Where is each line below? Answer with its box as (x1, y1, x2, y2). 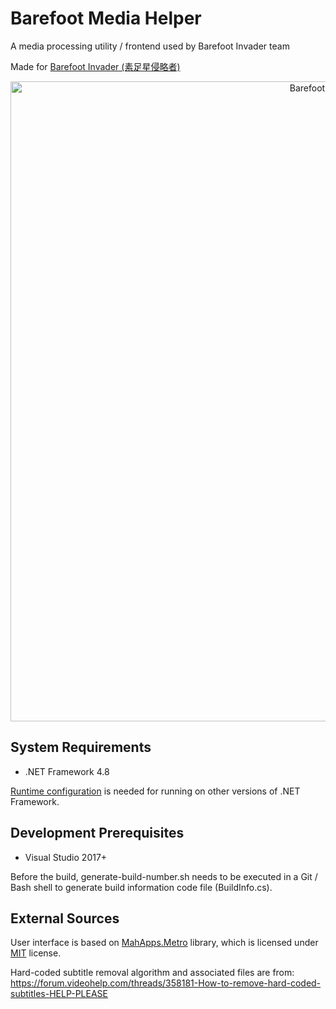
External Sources (10, 910, 120, 927)
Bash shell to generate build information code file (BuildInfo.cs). (10, 881, 273, 893)
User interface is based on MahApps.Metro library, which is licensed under (10, 937, 319, 949)
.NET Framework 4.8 (24, 765, 110, 777)
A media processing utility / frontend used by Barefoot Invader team (10, 40, 290, 52)
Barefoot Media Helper (10, 7, 202, 30)
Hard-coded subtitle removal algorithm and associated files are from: (10, 967, 295, 979)
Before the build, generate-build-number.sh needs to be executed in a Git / (10, 870, 318, 882)
